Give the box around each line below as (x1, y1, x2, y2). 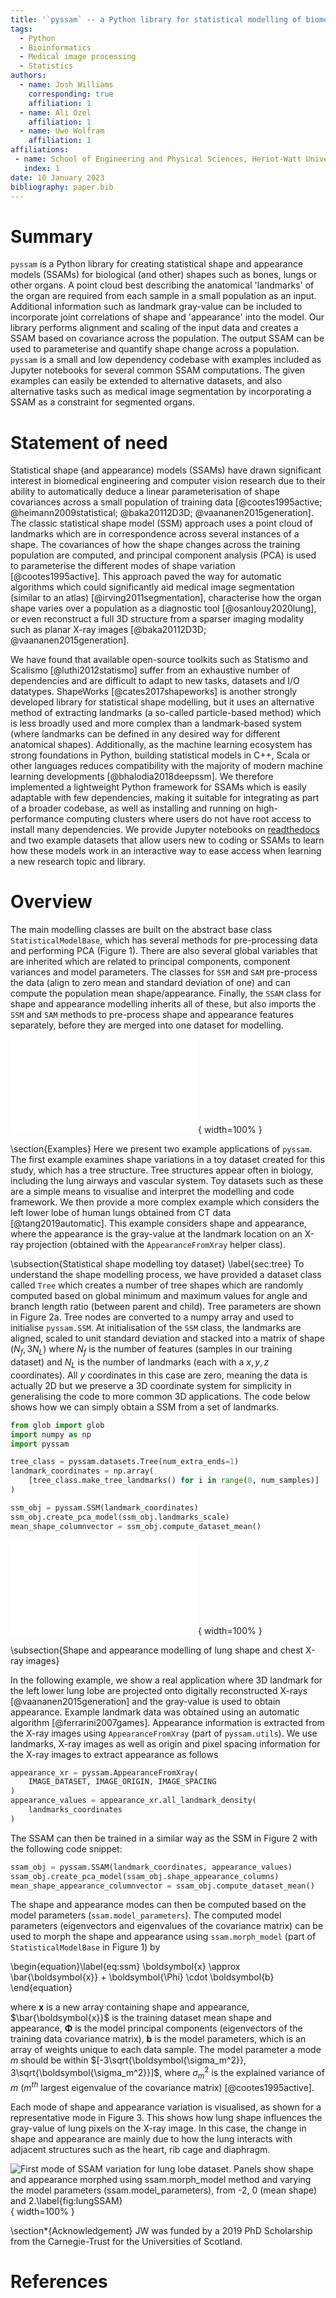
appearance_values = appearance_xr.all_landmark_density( (10, 1796, 257, 1806)
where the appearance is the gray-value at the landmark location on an (10, 1228, 303, 1240)
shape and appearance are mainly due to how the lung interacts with (10, 2132, 293, 2145)
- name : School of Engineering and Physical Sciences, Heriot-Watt (14, 154, 302, 164)
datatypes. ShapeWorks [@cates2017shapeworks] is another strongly (10, 686, 298, 698)
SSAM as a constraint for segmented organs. (10, 396, 196, 408)
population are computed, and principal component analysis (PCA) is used (10, 549, 317, 561)
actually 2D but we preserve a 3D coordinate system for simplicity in (10, 1379, 292, 1391)
